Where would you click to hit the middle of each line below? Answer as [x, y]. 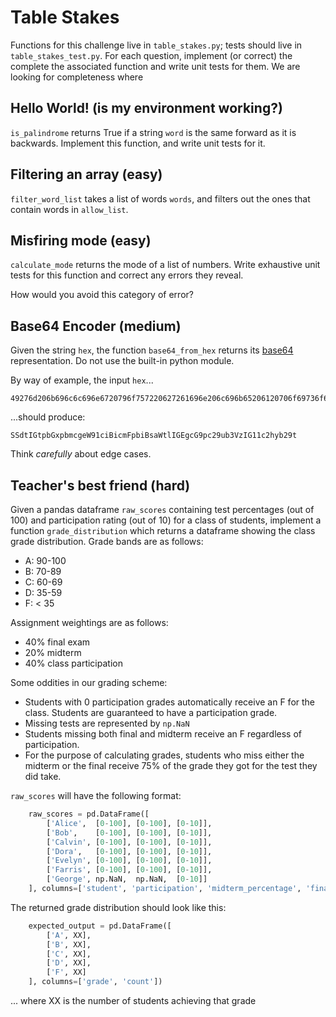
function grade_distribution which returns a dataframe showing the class [163, 530]
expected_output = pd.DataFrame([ [100, 926]
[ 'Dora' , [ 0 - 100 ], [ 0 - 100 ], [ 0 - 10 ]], [129, 851]
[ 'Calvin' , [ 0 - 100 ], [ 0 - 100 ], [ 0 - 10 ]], [129, 842]
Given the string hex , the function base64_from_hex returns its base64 [152, 350]
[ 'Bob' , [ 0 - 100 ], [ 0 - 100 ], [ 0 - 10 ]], [129, 832]
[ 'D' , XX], [69, 963]
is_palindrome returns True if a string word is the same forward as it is [153, 132]
